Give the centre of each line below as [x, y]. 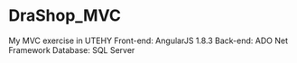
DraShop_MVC [65, 16]
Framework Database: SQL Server [72, 49]
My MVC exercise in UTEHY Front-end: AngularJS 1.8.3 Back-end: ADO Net [148, 40]
